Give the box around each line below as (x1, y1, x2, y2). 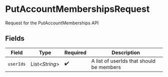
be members (91, 64, 121, 71)
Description (111, 49, 140, 56)
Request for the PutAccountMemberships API (5, 20, 99, 26)
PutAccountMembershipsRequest (5, 3, 150, 15)
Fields (5, 34, 25, 43)
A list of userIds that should (91, 57, 156, 64)
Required (64, 49, 86, 56)
